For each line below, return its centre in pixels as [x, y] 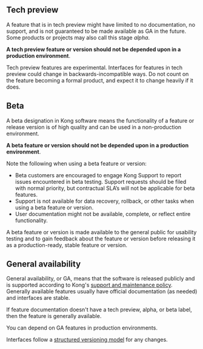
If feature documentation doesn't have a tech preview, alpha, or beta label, [99, 310]
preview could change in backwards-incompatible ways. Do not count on [98, 74]
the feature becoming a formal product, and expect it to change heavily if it [100, 80]
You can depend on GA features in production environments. [82, 328]
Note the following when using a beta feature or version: [77, 163]
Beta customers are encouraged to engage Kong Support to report [98, 175]
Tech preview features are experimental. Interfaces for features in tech [95, 67]
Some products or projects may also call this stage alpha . [78, 37]
